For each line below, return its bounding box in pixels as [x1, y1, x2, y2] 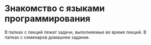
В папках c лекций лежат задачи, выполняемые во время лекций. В [4, 29, 147, 35]
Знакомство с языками [4, 3, 105, 14]
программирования [4, 13, 91, 24]
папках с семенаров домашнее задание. [4, 34, 90, 40]
